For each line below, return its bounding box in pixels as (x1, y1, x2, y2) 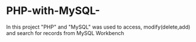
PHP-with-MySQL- (6, 4, 100, 17)
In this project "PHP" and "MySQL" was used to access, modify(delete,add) (6, 23, 191, 30)
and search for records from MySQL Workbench (6, 29, 125, 36)
